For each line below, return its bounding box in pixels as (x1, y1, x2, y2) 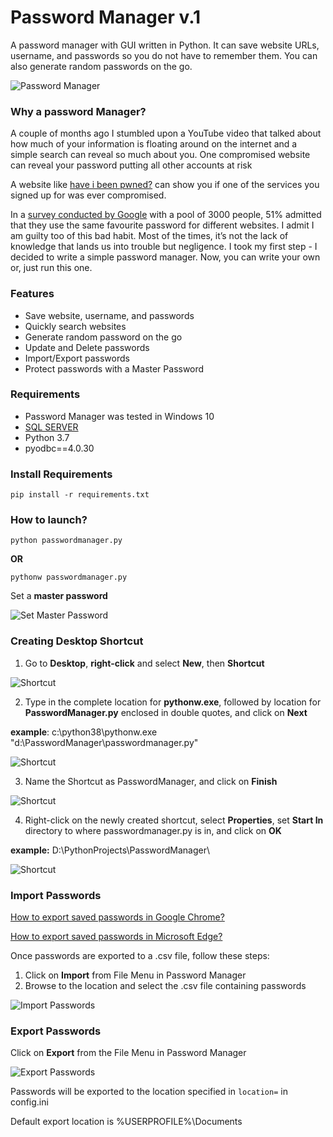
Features (10, 287, 55, 301)
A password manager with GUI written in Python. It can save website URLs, (10, 39, 320, 51)
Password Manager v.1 (10, 6, 202, 29)
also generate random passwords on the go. (10, 60, 193, 72)
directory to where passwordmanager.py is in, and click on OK (24, 824, 282, 836)
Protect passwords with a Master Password (24, 362, 205, 375)
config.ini (10, 1096, 49, 1108)
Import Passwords (10, 888, 102, 902)
